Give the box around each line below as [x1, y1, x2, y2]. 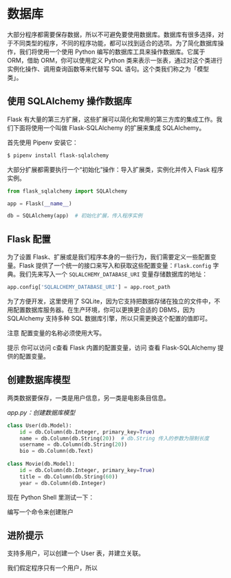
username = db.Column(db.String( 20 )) [19, 441, 128, 448]
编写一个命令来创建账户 [7, 507, 74, 516]
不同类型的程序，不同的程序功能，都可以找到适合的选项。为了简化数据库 [12, 39, 218, 47]
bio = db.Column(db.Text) [19, 448, 94, 455]
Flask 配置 [7, 233, 52, 245]
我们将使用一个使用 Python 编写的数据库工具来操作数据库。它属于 [19, 47, 206, 56]
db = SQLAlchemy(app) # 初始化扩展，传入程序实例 [7, 213, 143, 220]
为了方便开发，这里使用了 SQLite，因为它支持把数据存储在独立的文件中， [7, 297, 214, 305]
